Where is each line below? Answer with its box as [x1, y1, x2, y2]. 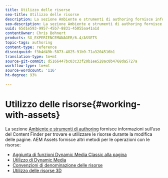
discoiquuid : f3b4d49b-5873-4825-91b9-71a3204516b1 [5, 49, 115, 54]
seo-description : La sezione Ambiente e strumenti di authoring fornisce [5, 21, 162, 27]
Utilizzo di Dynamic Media [12, 156, 66, 163]
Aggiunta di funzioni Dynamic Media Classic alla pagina [12, 151, 127, 157]
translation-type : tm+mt [5, 54, 57, 59]
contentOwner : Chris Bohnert [5, 31, 66, 36]
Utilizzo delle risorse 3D [12, 167, 62, 173]
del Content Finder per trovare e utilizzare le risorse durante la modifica [5, 131, 152, 137]
